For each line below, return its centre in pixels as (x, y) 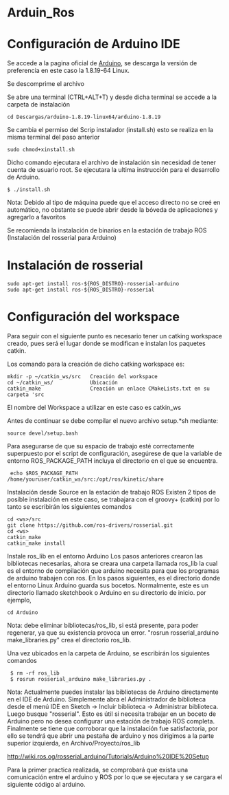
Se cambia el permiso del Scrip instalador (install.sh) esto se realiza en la (110, 130)
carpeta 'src (26, 395)
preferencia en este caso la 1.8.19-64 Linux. (69, 71)
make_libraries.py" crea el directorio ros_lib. (69, 640)
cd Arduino (23, 613)
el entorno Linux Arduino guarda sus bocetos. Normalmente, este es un (108, 585)
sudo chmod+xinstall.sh (41, 150)
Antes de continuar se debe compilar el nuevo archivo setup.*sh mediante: (112, 421)
